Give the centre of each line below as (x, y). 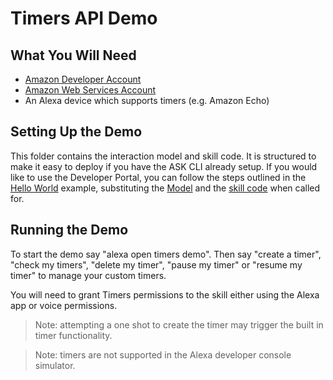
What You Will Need (73, 55)
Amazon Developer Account (83, 79)
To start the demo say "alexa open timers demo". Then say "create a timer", (166, 254)
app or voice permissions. (64, 305)
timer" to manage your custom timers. (88, 275)
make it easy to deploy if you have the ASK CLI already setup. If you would (164, 166)
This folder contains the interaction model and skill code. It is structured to (163, 156)
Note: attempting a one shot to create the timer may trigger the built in (179, 324)
